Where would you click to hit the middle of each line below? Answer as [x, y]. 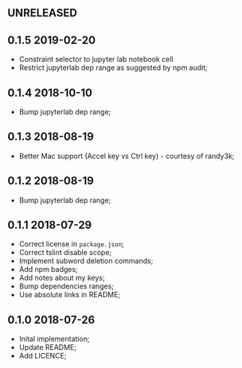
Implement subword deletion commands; [86, 261]
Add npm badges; [49, 269]
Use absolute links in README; [70, 295]
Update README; [48, 347]
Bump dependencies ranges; [66, 286]
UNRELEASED [42, 13]
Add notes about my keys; [62, 278]
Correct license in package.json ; [72, 244]
